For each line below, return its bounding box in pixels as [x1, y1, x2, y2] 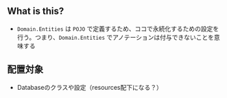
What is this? [7, 5, 64, 17]
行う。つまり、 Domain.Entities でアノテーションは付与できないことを [16, 33, 215, 41]
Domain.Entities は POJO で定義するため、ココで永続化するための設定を [16, 24, 219, 33]
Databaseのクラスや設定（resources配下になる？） [16, 83, 163, 91]
